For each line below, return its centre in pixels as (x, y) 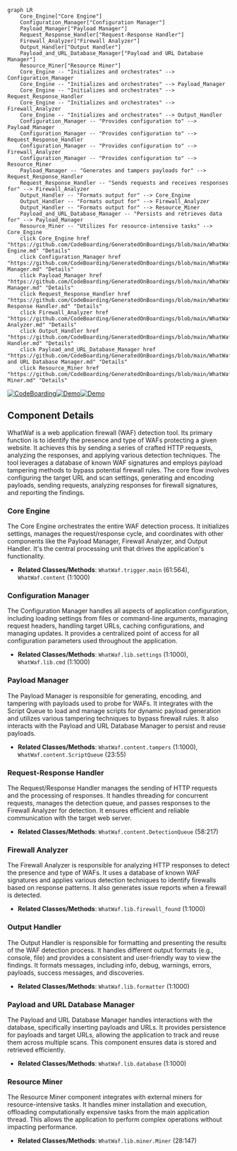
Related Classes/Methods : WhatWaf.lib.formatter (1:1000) (104, 986)
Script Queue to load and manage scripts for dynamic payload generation (114, 711)
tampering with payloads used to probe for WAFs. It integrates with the (110, 703)
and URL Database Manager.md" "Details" (68, 362)
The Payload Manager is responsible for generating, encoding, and (105, 695)
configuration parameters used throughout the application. (92, 641)
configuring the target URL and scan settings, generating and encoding (111, 477)
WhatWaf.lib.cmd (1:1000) (54, 662)
